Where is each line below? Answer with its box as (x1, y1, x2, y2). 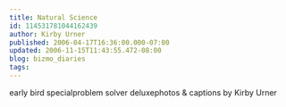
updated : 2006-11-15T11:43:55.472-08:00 (9, 46, 163, 55)
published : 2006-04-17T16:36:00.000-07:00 (9, 37, 170, 47)
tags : (9, 63, 29, 72)
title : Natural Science (9, 12, 98, 22)
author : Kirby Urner (9, 29, 87, 38)
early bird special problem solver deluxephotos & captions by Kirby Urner (9, 86, 277, 98)
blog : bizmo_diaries (9, 54, 87, 63)
